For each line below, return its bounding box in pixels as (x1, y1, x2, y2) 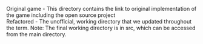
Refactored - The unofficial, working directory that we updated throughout (6, 18, 192, 25)
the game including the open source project (6, 11, 116, 19)
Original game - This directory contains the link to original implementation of (6, 5, 197, 12)
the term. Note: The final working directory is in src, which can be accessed (6, 24, 196, 31)
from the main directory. (6, 31, 67, 38)
